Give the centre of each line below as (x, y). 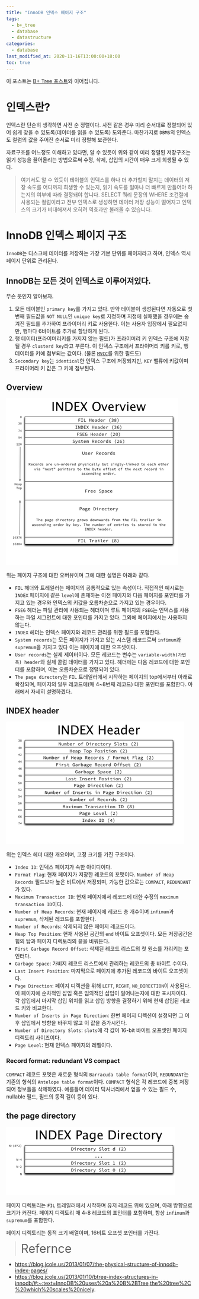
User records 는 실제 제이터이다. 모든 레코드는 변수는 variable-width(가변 (100, 655)
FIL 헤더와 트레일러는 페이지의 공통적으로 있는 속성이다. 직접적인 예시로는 (99, 588)
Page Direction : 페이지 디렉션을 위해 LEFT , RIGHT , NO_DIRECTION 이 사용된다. (103, 986)
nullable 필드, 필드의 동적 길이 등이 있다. (53, 1097)
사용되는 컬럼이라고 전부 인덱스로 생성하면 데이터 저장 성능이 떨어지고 (100, 202)
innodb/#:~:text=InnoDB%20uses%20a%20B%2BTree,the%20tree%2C (103, 1283)
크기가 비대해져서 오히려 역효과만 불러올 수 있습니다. (92, 209)
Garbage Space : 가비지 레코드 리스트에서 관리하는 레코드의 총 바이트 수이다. (101, 963)
